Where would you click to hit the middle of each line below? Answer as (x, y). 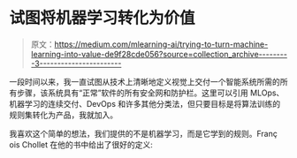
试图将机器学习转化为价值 (103, 18)
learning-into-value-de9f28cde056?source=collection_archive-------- (159, 54)
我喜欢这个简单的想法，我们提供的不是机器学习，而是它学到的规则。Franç (144, 133)
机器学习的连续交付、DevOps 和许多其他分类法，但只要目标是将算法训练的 (145, 103)
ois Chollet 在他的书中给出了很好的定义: (81, 144)
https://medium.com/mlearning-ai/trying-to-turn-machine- (161, 44)
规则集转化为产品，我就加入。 (63, 115)
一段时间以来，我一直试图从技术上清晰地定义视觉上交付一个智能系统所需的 (145, 81)
